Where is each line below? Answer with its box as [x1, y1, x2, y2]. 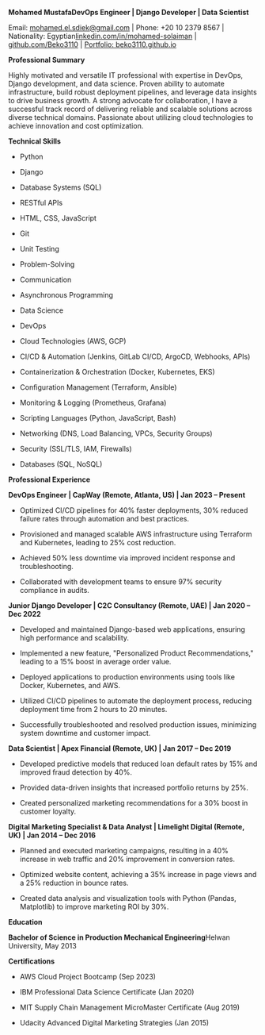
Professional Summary [8, 56, 85, 64]
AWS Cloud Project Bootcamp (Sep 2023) [19, 972, 157, 981]
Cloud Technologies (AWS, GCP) [19, 337, 127, 345]
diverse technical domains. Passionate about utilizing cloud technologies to [8, 113, 254, 122]
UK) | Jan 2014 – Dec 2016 [8, 830, 97, 840]
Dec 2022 [8, 610, 41, 618]
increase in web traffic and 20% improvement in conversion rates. [19, 854, 236, 864]
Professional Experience [8, 475, 91, 484]
